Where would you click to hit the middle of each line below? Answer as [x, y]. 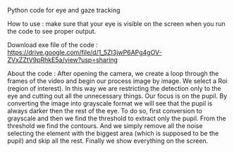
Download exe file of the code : [53, 45]
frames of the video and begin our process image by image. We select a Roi [117, 81]
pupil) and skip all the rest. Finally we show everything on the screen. [108, 141]
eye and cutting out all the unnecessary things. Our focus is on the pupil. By [117, 96]
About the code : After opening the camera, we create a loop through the [113, 74]
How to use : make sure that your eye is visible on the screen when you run [116, 24]
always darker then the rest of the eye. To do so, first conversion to [105, 111]
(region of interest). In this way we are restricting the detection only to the [115, 88]
